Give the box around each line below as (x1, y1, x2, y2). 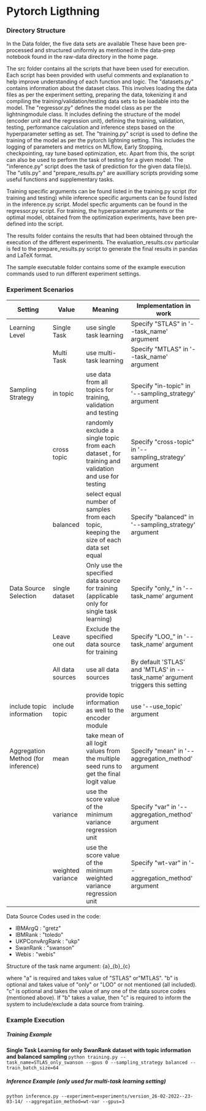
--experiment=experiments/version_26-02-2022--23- (61, 1093, 193, 1099)
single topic (85, 434, 120, 442)
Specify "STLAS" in (131, 319, 187, 328)
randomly (85, 418, 113, 427)
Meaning (92, 305, 119, 313)
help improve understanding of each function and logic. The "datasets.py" (6, 78, 194, 85)
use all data (85, 665, 120, 674)
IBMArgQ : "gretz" (15, 925, 61, 932)
